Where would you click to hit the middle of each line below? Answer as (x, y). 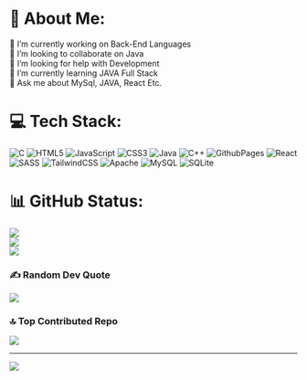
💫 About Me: (58, 19)
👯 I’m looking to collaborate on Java (77, 53)
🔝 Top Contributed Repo (64, 322)
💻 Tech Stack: (66, 121)
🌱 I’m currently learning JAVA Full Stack (84, 73)
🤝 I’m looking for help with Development (85, 63)
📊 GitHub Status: (76, 201)
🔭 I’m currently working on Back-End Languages (101, 44)
